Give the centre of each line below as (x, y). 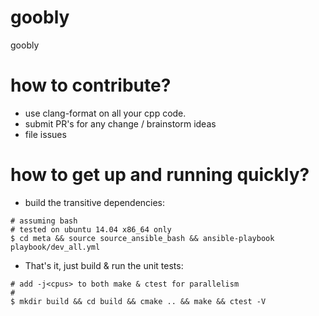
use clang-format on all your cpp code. (105, 113)
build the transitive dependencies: (95, 202)
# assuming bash (44, 221)
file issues (45, 134)
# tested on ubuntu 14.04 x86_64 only (91, 229)
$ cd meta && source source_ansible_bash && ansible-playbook (142, 238)
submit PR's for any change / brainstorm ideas (120, 123)
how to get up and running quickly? (160, 175)
